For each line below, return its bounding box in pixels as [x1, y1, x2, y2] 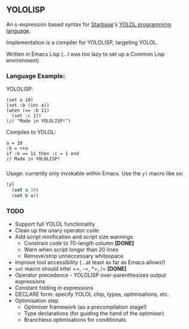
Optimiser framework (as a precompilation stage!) [23, 303, 147, 310]
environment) [6, 56, 40, 64]
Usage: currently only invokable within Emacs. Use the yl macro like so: [6, 170, 184, 177]
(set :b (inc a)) [6, 102, 50, 109]
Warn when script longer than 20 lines [23, 246, 119, 253]
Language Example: [6, 71, 65, 80]
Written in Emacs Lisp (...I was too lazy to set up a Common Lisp [6, 50, 165, 58]
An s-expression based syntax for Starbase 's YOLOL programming [6, 20, 172, 28]
